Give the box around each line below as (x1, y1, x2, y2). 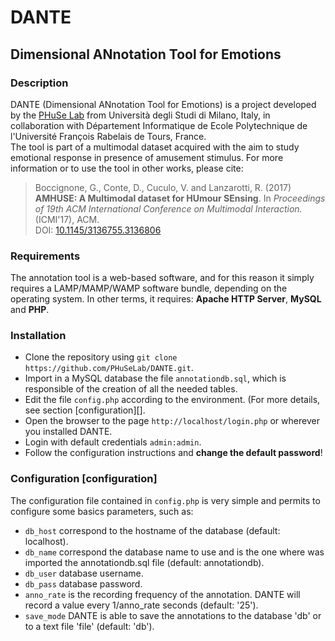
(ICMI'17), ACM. (34, 213, 100, 225)
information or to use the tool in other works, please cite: (10, 162, 244, 174)
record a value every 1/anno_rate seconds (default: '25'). (24, 599, 259, 611)
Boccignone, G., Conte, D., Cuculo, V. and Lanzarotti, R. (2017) (34, 181, 292, 193)
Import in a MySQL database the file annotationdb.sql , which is (24, 372, 287, 385)
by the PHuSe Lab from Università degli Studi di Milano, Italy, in (10, 109, 271, 121)
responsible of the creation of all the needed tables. (24, 383, 238, 395)
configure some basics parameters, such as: (10, 505, 194, 517)
